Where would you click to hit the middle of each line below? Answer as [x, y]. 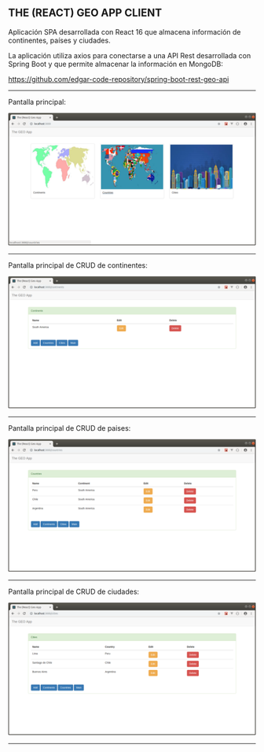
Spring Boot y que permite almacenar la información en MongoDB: [116, 64]
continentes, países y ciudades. [60, 40]
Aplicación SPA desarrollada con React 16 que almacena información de [125, 31]
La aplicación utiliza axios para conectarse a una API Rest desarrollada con [130, 55]
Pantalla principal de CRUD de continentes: [78, 265]
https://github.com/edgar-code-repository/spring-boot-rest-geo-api [119, 79]
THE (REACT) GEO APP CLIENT [85, 13]
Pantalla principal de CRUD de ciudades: [74, 592]
